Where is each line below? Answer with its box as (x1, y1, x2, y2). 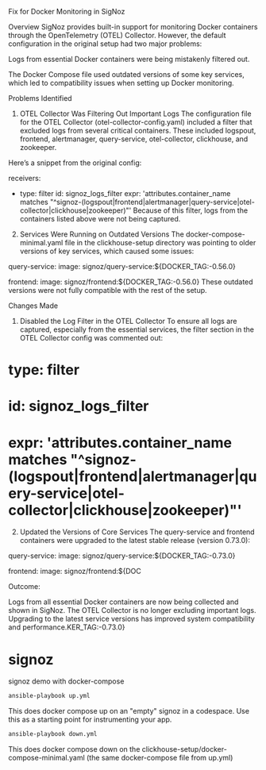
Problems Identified (8, 94, 73, 102)
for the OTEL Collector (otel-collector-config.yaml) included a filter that (19, 117, 253, 126)
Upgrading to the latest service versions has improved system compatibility (8, 614, 256, 624)
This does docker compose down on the (8, 745, 141, 753)
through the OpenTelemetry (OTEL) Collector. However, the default (8, 31, 226, 40)
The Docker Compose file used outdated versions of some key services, (8, 70, 245, 79)
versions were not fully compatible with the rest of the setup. (8, 286, 208, 295)
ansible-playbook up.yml (8, 692, 91, 700)
